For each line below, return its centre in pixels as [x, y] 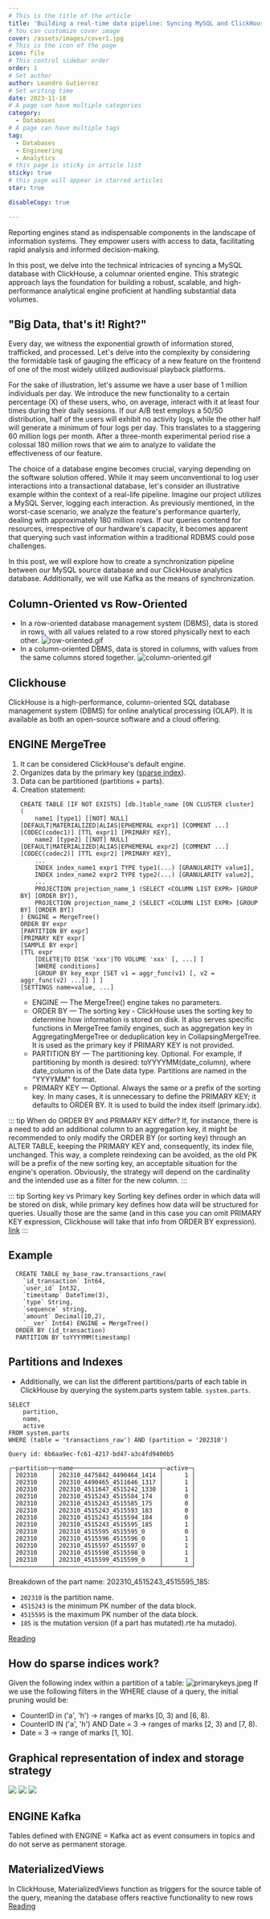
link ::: [18, 1230]
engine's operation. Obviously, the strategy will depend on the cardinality [129, 1172]
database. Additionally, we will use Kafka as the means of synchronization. [132, 579]
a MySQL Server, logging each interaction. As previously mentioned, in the [131, 503]
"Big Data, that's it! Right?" [78, 325]
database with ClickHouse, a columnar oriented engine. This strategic [124, 274]
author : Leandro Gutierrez [53, 83]
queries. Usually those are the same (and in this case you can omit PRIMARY [135, 1213]
